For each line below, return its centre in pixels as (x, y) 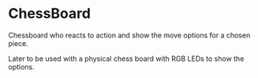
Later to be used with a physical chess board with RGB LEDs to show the (126, 58)
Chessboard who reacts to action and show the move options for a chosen (129, 35)
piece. (19, 43)
